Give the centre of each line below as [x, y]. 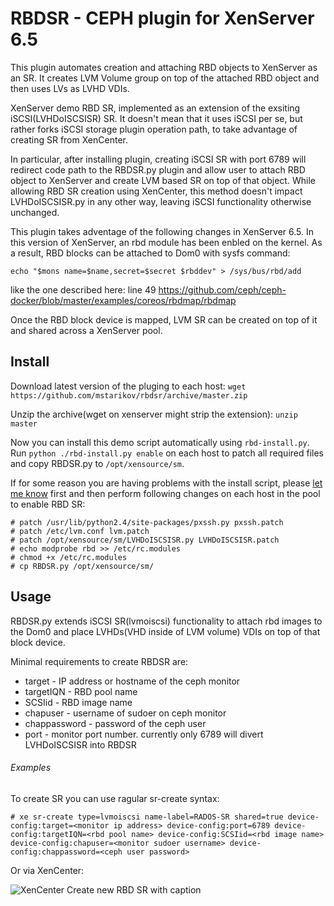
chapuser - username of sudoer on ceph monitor [125, 713]
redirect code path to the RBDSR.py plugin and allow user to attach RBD [158, 169]
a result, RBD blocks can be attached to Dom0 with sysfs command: [150, 253]
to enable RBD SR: [48, 504]
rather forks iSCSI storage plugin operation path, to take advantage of [154, 129]
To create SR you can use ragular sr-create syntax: [115, 798]
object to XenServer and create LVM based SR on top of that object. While [163, 180]
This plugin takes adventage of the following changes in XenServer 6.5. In [162, 231]
